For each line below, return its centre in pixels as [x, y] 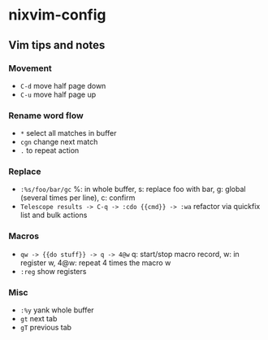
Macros [24, 236]
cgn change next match [59, 142]
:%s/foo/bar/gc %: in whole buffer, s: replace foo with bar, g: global [133, 190]
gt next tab [39, 319]
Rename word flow [46, 116]
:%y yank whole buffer [57, 310]
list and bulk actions [54, 215]
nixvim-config [58, 15]
